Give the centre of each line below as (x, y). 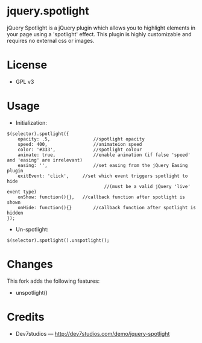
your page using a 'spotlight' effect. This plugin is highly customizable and (99, 34)
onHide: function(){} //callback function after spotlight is (107, 207)
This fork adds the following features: (53, 281)
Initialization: (31, 122)
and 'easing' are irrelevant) (45, 160)
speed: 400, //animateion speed (80, 144)
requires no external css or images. (51, 40)
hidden (15, 213)
